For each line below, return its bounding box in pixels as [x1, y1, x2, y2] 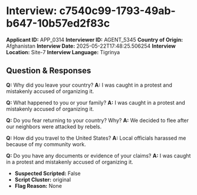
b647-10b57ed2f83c [6, 16, 110, 30]
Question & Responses [6, 66, 91, 76]
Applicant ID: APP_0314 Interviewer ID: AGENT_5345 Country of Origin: [6, 36, 183, 43]
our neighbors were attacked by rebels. [6, 123, 102, 130]
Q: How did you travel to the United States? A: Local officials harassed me [6, 134, 186, 141]
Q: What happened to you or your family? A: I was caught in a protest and [6, 99, 186, 106]
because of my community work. [6, 140, 87, 148]
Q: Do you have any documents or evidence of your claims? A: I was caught [6, 152, 191, 159]
